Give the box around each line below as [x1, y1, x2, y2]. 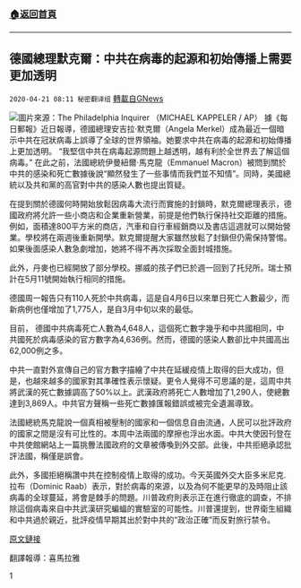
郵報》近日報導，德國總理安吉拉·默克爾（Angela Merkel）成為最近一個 [16, 124, 278, 134]
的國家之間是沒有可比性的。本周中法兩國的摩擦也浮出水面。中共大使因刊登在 [9, 428, 292, 439]
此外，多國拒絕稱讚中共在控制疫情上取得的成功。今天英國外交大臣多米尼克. [9, 470, 287, 480]
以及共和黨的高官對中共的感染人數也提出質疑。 [16, 179, 190, 190]
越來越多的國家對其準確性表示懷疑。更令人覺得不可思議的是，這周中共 [32, 376, 292, 386]
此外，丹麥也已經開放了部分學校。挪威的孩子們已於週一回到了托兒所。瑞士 [9, 263, 284, 273]
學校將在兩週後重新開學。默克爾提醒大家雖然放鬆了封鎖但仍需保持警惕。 [24, 232, 292, 243]
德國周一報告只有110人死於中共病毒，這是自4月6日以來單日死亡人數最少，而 [9, 293, 289, 304]
